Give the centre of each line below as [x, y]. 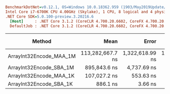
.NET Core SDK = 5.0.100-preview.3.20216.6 [50, 16]
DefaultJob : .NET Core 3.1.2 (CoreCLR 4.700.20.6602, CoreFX [77, 26]
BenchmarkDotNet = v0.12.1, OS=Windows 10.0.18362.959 [62, 7]
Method [42, 41]
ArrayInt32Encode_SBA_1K [40, 84]
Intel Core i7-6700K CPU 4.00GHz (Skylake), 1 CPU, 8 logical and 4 [79, 12]
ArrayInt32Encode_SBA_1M [41, 68]
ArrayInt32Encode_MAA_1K [41, 76]
